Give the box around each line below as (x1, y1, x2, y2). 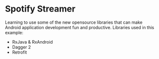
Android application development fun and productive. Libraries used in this (5, 24, 154, 30)
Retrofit (12, 49, 27, 55)
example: (5, 29, 23, 35)
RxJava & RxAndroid (12, 39, 53, 44)
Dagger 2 (12, 44, 31, 50)
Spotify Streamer (5, 3, 76, 15)
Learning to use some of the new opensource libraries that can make (5, 19, 143, 25)
